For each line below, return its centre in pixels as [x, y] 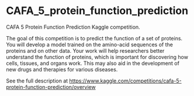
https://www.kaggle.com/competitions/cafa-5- [126, 81]
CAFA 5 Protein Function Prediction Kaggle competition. [73, 27]
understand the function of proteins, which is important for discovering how [97, 57]
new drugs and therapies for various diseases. [62, 69]
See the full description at [37, 81]
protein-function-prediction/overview [51, 87]
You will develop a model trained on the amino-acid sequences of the [90, 44]
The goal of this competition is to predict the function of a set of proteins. [94, 38]
